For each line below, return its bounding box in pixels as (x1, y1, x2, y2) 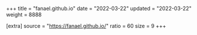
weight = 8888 (6, 11, 42, 18)
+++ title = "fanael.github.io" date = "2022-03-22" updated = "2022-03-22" (6, 5, 192, 12)
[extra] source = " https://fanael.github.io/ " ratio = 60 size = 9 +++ (6, 23, 166, 29)
